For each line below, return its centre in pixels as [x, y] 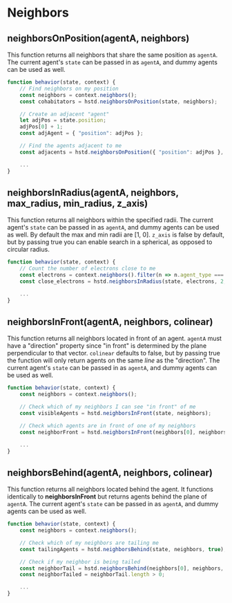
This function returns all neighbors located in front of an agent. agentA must [115, 338]
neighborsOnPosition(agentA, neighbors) [98, 38]
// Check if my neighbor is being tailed [80, 562]
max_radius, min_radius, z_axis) [78, 203]
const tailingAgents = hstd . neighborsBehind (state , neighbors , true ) [122, 549]
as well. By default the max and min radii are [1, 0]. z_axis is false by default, [116, 235]
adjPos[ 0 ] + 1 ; [41, 127]
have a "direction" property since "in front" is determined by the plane [107, 346]
